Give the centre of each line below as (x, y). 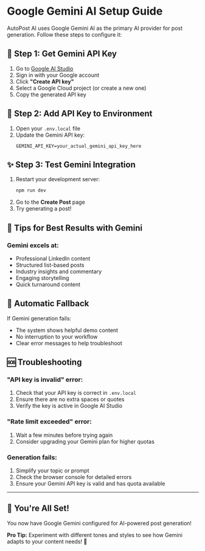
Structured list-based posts (50, 265)
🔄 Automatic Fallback (48, 304)
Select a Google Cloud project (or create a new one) (81, 88)
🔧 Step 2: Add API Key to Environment (80, 114)
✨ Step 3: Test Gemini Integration (71, 164)
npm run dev (31, 190)
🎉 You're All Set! (38, 509)
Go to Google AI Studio (44, 68)
